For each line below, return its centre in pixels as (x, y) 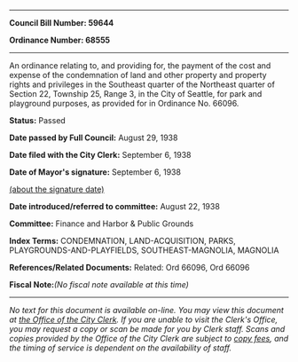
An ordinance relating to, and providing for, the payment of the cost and (140, 66)
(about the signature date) (57, 189)
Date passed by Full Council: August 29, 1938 (94, 138)
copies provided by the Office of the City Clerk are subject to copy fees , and (149, 338)
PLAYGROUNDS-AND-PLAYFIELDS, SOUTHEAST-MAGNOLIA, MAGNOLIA (144, 250)
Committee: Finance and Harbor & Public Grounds (102, 224)
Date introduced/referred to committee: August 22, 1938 (114, 206)
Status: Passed (38, 120)
